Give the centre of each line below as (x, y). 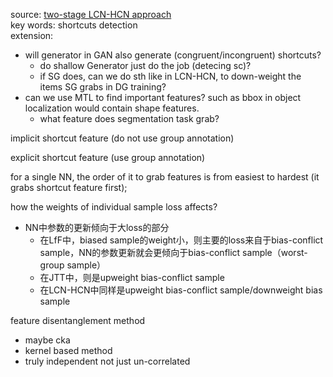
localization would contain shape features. (112, 108)
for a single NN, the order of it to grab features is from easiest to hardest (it (165, 177)
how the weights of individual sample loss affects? (114, 207)
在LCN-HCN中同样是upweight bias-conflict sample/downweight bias (181, 290)
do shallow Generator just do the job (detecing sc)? (145, 65)
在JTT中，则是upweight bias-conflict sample (132, 277)
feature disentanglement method (78, 320)
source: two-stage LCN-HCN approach (91, 14)
